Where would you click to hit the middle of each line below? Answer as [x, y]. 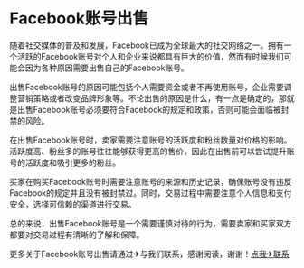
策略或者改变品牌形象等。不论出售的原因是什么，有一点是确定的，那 [160, 98]
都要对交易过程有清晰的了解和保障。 [77, 235]
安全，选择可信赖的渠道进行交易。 [73, 204]
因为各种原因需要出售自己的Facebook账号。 [107, 68]
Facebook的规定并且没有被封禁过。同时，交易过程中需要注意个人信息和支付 [151, 193]
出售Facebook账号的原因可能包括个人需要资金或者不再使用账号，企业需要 [147, 87]
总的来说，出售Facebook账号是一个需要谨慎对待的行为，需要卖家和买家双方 [151, 223]
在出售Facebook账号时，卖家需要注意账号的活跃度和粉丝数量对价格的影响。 [151, 140]
